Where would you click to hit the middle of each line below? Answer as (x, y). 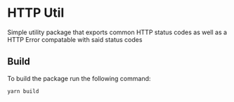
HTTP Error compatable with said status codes (75, 39)
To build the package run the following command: (79, 78)
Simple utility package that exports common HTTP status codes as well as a (117, 32)
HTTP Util (36, 13)
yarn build (23, 91)
